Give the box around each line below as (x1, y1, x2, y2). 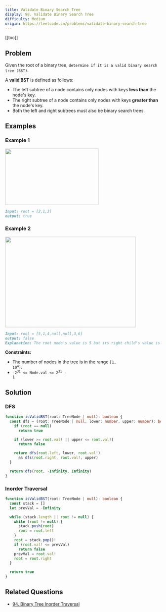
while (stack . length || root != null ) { (9, 514, 94, 519)
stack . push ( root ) (18, 524, 54, 529)
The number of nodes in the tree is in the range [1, (12, 359, 117, 365)
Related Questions (5, 588, 63, 596)
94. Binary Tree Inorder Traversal (12, 601, 80, 607)
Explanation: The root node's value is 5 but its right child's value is (5, 340, 161, 345)
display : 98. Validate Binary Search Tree (5, 12, 94, 17)
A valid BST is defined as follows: (5, 77, 74, 83)
